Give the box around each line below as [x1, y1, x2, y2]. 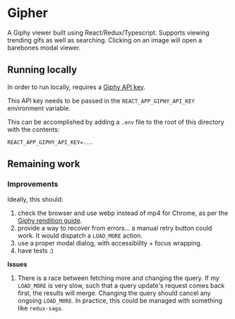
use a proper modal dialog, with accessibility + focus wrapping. [17, 239, 203, 248]
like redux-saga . [17, 304, 64, 313]
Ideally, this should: [7, 195, 64, 204]
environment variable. [7, 104, 71, 112]
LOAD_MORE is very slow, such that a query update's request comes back [17, 282, 225, 290]
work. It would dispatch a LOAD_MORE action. [17, 231, 143, 240]
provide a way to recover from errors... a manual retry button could [17, 224, 212, 233]
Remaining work [7, 158, 80, 170]
